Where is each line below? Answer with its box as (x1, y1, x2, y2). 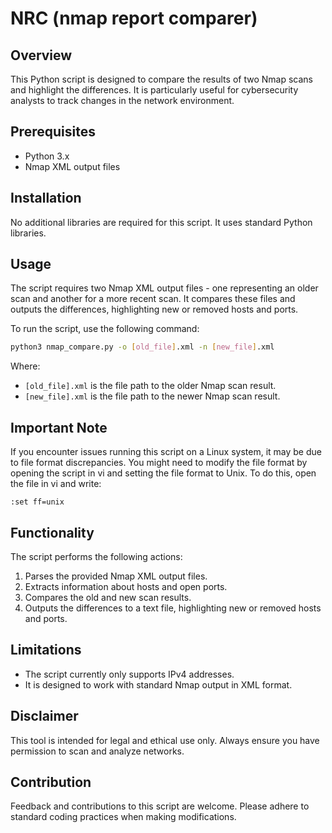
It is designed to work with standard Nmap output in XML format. (24, 678, 293, 691)
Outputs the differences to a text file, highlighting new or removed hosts (24, 602, 322, 614)
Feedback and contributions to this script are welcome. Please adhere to (10, 800, 310, 812)
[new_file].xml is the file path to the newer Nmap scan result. (24, 390, 281, 402)
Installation (10, 190, 82, 207)
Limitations (10, 642, 82, 659)
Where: (10, 360, 41, 372)
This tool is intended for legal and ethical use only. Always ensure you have (10, 734, 320, 746)
